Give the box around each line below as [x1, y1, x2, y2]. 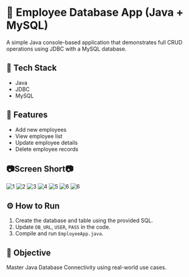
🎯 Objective [6, 247, 51, 258]
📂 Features [6, 110, 48, 120]
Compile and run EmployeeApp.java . [15, 230, 104, 237]
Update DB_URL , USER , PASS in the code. [15, 223, 111, 231]
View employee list [15, 132, 63, 140]
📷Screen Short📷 [6, 164, 74, 174]
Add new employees [15, 126, 67, 133]
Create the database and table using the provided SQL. [15, 217, 153, 225]
